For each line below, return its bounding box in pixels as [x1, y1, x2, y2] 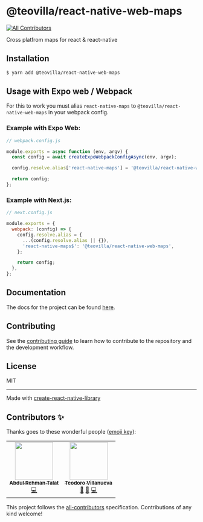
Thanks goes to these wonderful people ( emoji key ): [6, 428, 137, 436]
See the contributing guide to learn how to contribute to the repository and [6, 337, 192, 344]
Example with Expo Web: [6, 124, 80, 132]
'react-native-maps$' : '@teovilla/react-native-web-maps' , [22, 243, 174, 249]
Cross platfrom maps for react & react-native [6, 36, 118, 43]
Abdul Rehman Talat [9, 480, 59, 486]
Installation [6, 53, 50, 64]
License [6, 361, 37, 371]
